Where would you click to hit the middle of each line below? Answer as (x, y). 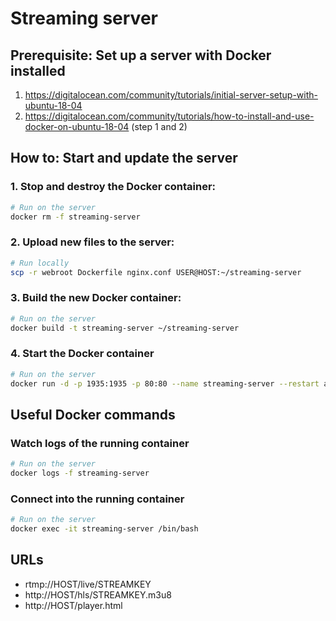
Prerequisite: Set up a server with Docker (141, 55)
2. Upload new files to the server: (92, 242)
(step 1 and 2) (159, 126)
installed (38, 70)
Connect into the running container (97, 499)
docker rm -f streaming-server (75, 217)
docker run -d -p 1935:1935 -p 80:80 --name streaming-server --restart (165, 383)
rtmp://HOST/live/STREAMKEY (88, 584)
